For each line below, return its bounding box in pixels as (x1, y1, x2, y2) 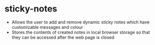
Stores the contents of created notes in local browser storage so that (11, 29, 150, 35)
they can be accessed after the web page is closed (11, 34, 115, 40)
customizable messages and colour (11, 24, 83, 30)
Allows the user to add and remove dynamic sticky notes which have (11, 19, 150, 25)
